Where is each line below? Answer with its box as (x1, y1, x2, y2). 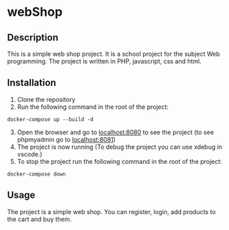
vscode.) (17, 149, 43, 158)
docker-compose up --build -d (7, 116, 94, 123)
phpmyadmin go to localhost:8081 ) (17, 135, 116, 143)
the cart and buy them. (7, 215, 72, 223)
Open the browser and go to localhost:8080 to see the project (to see (17, 128, 215, 136)
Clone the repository (17, 95, 76, 103)
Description (7, 32, 58, 43)
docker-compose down (7, 170, 67, 178)
